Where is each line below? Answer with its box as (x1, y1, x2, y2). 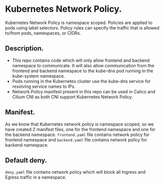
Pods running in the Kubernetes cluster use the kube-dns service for (12, 78, 151, 84)
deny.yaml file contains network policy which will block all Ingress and (5, 169, 146, 175)
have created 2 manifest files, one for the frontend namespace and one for (5, 126, 156, 132)
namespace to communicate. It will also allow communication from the (12, 62, 155, 68)
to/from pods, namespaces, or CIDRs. (5, 30, 81, 36)
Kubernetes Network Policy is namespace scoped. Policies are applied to (5, 20, 153, 26)
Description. (5, 44, 44, 53)
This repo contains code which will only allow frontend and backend (12, 57, 150, 63)
